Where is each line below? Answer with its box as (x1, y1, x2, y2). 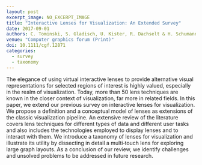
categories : (6, 48, 36, 54)
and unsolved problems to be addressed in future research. (6, 152, 153, 159)
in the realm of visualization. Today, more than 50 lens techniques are (6, 88, 179, 95)
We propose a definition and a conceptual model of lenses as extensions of (6, 107, 193, 115)
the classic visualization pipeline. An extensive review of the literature (6, 113, 179, 121)
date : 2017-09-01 (6, 25, 50, 32)
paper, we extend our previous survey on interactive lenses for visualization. (6, 101, 195, 108)
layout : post (6, 8, 39, 15)
